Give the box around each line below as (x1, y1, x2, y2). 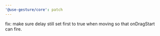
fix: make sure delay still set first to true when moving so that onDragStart (5, 21, 155, 27)
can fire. (5, 26, 22, 32)
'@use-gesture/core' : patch (5, 7, 63, 12)
